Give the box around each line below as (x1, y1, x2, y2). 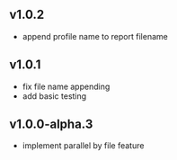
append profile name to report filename (22, 31, 168, 41)
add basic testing (22, 90, 87, 102)
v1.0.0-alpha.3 (9, 117, 93, 132)
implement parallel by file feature (22, 140, 145, 151)
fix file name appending (22, 81, 111, 92)
